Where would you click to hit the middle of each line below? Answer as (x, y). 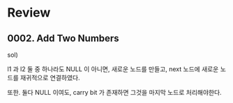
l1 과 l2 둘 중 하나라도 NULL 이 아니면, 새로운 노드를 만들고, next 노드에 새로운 (113, 69)
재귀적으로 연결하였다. (50, 78)
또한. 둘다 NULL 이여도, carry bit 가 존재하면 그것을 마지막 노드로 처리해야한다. (114, 92)
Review (29, 13)
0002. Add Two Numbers (63, 38)
